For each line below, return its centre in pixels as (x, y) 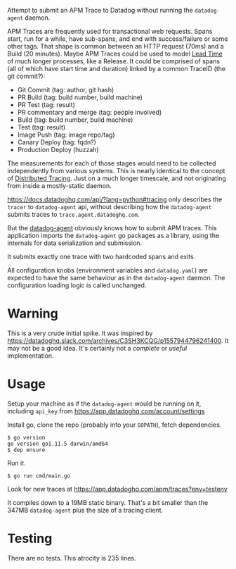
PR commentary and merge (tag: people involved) (90, 112)
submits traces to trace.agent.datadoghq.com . (73, 214)
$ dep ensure (26, 450)
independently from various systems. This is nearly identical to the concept (116, 171)
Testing (30, 539)
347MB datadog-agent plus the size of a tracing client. (85, 510)
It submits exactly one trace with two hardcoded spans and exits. (101, 257)
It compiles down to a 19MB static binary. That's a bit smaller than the (108, 502)
